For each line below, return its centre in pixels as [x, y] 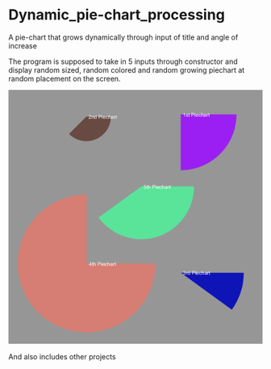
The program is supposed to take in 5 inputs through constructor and [123, 61]
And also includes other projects [62, 357]
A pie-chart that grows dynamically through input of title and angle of [123, 37]
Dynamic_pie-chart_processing [117, 15]
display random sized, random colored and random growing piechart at [127, 69]
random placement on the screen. [65, 78]
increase [23, 45]
